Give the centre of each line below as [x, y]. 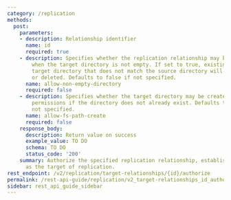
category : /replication [41, 13]
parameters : [36, 33]
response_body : [41, 129]
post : [21, 26]
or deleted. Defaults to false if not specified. [104, 77]
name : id [38, 45]
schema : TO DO [46, 148]
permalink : [23, 179]
